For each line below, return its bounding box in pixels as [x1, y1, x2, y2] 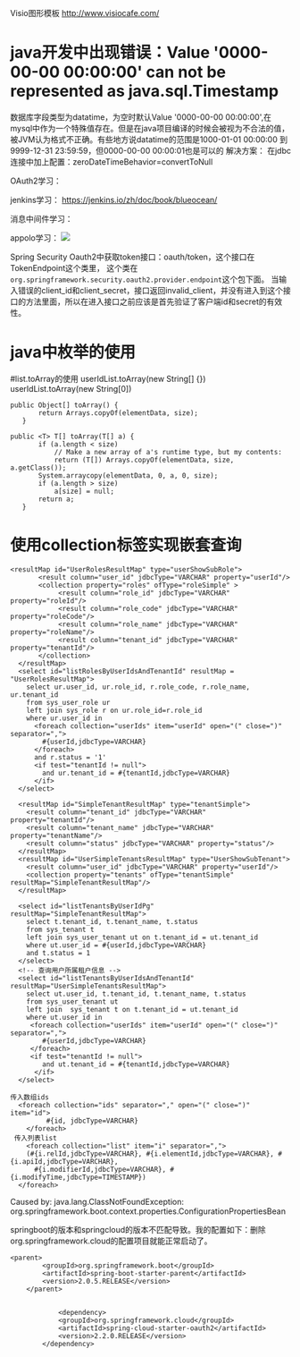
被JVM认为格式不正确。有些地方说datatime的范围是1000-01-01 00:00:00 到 [10, 133, 288, 145]
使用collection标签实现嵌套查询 [10, 535, 242, 556]
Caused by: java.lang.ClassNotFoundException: [10, 1196, 184, 1207]
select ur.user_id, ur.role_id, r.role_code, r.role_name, [26, 683, 251, 691]
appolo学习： [10, 232, 60, 243]
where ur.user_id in [26, 714, 103, 723]
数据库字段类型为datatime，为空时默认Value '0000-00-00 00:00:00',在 [10, 111, 271, 123]
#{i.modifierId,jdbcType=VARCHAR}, [33, 1165, 167, 1174]
